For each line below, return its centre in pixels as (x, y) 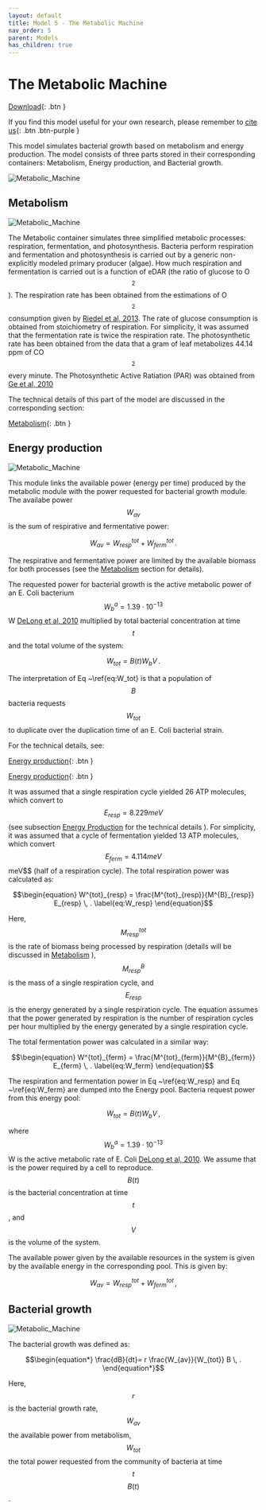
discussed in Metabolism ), (52, 955)
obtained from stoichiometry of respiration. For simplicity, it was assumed (129, 326)
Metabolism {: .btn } (40, 423)
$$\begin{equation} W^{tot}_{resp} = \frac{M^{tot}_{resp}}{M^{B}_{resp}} (133, 894)
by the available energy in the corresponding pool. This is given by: (118, 1266)
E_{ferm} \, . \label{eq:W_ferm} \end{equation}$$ (133, 1066)
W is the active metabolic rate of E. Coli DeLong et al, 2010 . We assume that (132, 1159)
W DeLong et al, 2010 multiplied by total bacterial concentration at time (124, 621)
